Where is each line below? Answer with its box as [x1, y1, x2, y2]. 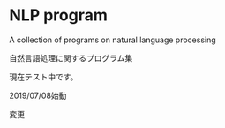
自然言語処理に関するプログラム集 [9, 52, 133, 63]
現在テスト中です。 [9, 72, 79, 82]
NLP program [9, 5, 109, 26]
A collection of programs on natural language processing [9, 34, 216, 45]
